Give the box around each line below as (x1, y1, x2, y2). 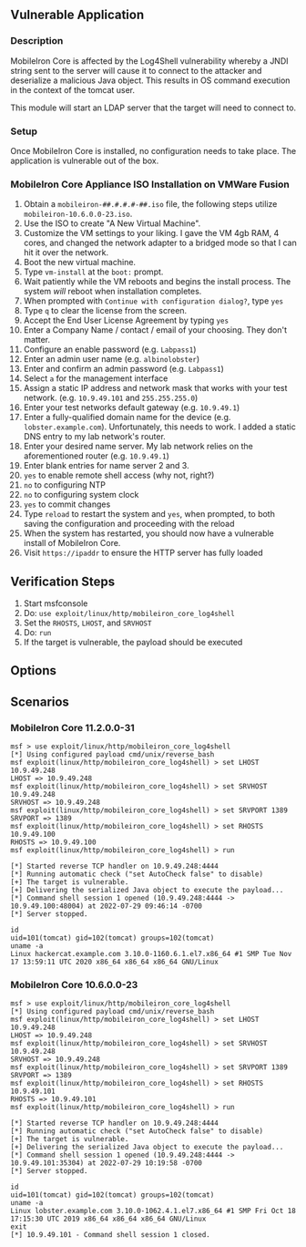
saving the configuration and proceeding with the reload (23, 519, 235, 530)
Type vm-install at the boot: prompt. (23, 266, 164, 277)
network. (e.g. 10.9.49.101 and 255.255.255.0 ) (23, 392, 199, 404)
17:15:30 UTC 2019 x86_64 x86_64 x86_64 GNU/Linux (10, 1214, 207, 1224)
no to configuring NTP (23, 479, 107, 490)
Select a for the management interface (23, 373, 168, 384)
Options (10, 663, 57, 678)
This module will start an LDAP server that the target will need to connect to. (10, 102, 297, 113)
